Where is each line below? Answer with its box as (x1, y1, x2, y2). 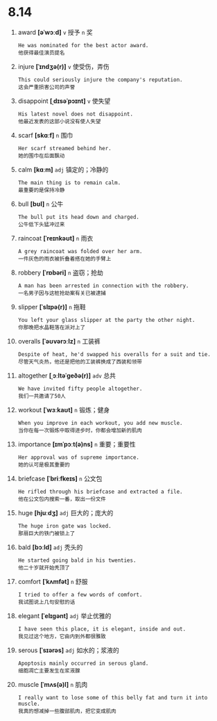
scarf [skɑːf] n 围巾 (17, 131, 73, 139)
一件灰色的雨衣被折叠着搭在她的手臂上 (17, 255, 112, 262)
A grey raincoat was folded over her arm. (17, 248, 143, 254)
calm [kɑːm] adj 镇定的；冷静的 (17, 165, 109, 174)
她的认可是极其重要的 (17, 461, 70, 468)
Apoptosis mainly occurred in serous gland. (17, 660, 149, 667)
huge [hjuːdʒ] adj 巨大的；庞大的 (17, 508, 114, 517)
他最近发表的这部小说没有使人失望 (17, 118, 101, 125)
